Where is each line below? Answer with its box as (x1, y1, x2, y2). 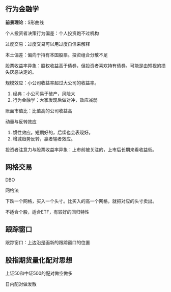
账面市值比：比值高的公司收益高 (5, 107, 72, 113)
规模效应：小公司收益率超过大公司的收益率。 (5, 79, 99, 85)
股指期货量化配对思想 (5, 256, 72, 265)
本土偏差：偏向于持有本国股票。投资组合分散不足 (5, 51, 108, 57)
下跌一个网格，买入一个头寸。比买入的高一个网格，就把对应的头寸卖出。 (5, 198, 157, 204)
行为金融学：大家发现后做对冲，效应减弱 (12, 97, 98, 103)
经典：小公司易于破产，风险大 (12, 91, 75, 97)
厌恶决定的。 (9, 69, 37, 75)
